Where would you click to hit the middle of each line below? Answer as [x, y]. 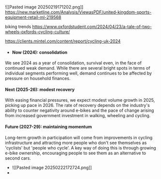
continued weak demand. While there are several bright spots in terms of [78, 68]
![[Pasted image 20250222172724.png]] [52, 167]
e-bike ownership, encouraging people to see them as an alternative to [76, 153]
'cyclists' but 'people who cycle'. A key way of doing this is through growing [80, 148]
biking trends [18, 27]
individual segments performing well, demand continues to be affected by [79, 73]
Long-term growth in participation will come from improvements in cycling [79, 137]
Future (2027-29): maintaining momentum [48, 127]
